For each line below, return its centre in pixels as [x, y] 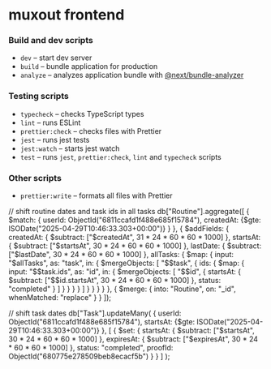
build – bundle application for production [89, 67]
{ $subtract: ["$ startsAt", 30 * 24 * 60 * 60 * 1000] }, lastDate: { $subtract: [135, 246]
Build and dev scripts [51, 41]
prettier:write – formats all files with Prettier [96, 195]
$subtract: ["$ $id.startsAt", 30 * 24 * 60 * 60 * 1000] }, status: [115, 281]
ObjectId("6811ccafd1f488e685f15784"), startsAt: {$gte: [102, 322]
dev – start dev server [56, 58]
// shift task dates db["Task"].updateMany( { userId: [95, 313]
